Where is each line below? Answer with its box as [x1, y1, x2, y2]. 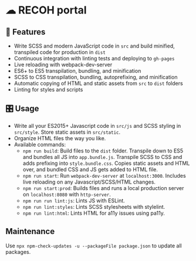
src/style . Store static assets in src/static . [13, 128, 121, 135]
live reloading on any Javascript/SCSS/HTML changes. [22, 178, 156, 185]
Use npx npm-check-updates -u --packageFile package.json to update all [5, 242, 183, 249]
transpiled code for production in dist [13, 49, 106, 56]
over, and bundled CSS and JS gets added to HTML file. [22, 165, 158, 173]
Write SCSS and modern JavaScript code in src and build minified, [13, 42, 175, 49]
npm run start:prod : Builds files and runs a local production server [22, 184, 184, 191]
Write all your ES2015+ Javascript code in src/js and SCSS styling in [13, 122, 181, 129]
